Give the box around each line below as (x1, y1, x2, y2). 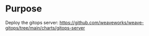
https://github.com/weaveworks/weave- (59, 19, 144, 25)
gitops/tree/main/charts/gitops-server (5, 24, 85, 30)
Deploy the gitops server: (5, 19, 59, 25)
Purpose (5, 3, 42, 14)
